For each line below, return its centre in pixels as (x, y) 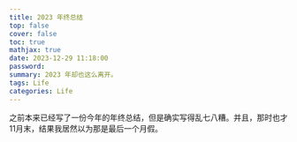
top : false (29, 26)
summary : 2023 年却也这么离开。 (63, 75)
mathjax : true (35, 50)
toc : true (27, 42)
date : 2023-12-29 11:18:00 (59, 58)
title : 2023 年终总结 (46, 17)
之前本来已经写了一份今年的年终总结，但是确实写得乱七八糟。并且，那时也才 (148, 117)
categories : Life (41, 91)
